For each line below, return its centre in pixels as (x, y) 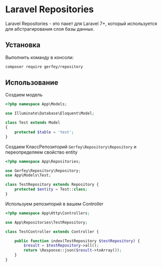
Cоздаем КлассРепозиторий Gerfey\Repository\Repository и (71, 147)
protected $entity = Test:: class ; (51, 189)
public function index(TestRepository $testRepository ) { (77, 241)
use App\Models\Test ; (28, 175)
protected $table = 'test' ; (44, 132)
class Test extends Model (33, 123)
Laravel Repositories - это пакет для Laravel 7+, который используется (81, 23)
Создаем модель (24, 95)
